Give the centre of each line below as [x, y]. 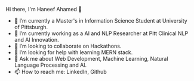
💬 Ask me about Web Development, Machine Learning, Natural [91, 59]
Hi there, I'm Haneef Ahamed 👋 [44, 9]
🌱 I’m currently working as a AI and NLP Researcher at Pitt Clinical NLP [101, 33]
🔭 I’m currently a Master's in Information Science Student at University [101, 21]
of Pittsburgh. [31, 27]
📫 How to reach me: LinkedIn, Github [60, 72]
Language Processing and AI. [50, 65]
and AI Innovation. [36, 40]
